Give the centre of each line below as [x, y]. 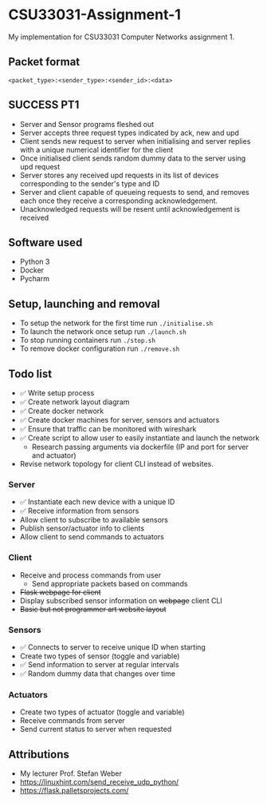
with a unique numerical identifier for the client [96, 149]
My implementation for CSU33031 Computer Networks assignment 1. [122, 37]
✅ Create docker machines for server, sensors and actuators [120, 420]
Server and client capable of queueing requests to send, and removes [134, 192]
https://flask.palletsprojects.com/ [74, 790]
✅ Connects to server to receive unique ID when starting [112, 647]
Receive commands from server [72, 721]
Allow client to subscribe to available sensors [94, 520]
